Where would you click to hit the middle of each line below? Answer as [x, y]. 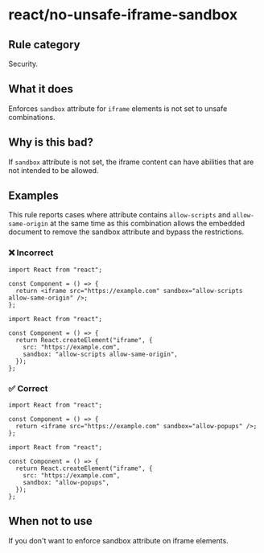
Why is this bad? [51, 142]
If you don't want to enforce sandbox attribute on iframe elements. [119, 540]
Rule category [44, 45]
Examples [33, 196]
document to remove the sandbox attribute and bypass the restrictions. [126, 232]
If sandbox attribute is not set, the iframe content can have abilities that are [131, 162]
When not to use [50, 521]
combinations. [32, 117]
